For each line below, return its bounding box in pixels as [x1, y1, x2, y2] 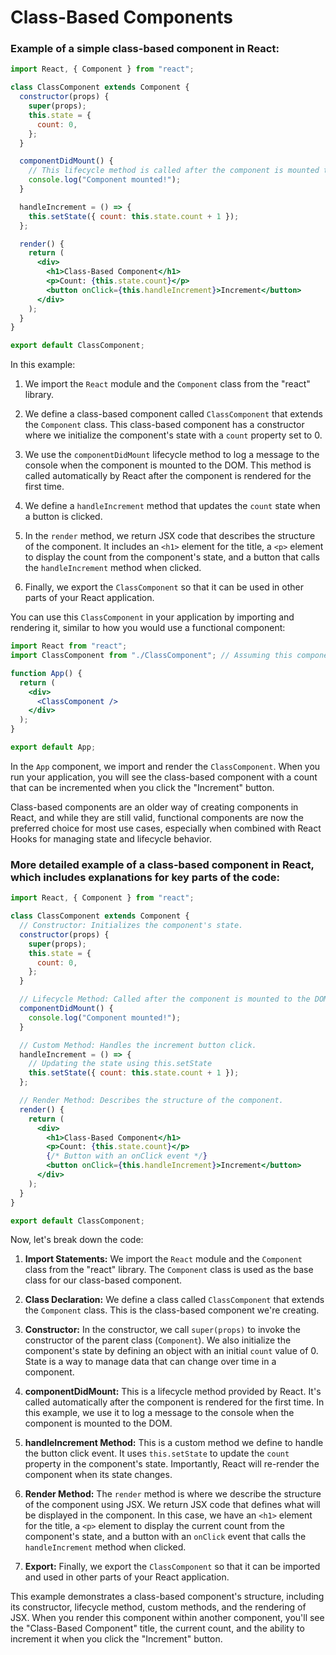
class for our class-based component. [24, 1274, 183, 1286]
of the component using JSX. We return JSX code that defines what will [24, 1499, 321, 1511]
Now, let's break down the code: [10, 1234, 144, 1246]
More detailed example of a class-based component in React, [10, 857, 315, 871]
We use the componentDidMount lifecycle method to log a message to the [24, 449, 320, 461]
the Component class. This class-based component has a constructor [24, 419, 305, 431]
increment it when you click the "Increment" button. [10, 1633, 223, 1645]
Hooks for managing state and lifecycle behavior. [10, 832, 212, 845]
